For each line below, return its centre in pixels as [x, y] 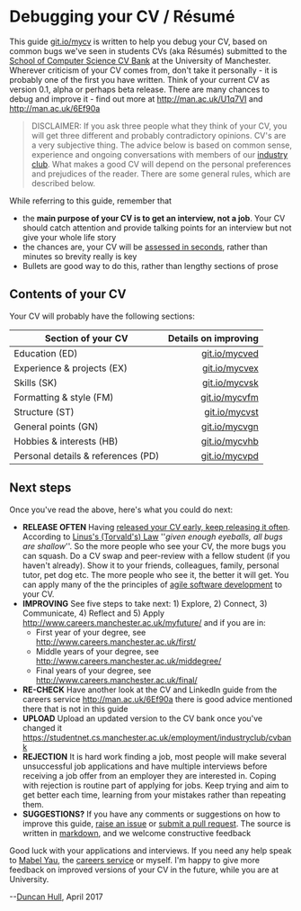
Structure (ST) [44, 411]
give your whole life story [69, 237]
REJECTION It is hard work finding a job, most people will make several [155, 756]
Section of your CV [86, 338]
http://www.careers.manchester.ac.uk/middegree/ [128, 661]
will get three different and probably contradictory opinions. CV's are [159, 135]
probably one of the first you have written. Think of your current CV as [140, 79]
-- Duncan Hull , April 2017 [56, 897]
